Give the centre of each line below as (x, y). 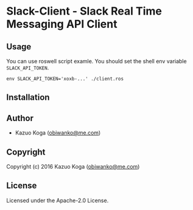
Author (20, 118)
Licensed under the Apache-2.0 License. (58, 200)
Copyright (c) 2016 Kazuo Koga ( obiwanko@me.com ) (73, 167)
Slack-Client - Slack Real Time (84, 11)
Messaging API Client (62, 24)
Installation (28, 98)
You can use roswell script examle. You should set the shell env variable (96, 61)
